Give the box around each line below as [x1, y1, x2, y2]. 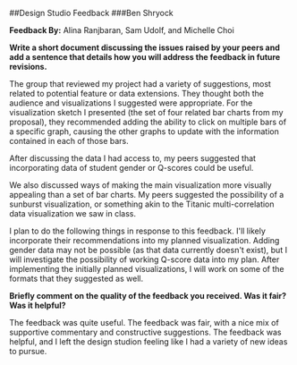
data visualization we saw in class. [9, 208, 137, 218]
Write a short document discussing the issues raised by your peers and [9, 42, 280, 53]
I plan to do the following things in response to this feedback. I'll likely [9, 225, 267, 236]
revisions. [9, 62, 47, 72]
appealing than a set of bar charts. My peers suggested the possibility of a [9, 190, 284, 199]
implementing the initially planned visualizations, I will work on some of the [9, 264, 284, 274]
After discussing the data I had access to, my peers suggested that [9, 153, 257, 164]
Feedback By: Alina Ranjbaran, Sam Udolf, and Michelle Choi [9, 25, 234, 35]
